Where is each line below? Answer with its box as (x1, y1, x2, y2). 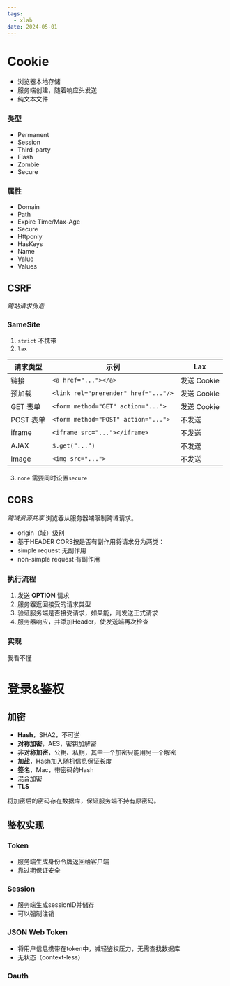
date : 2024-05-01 (7, 23, 58, 30)
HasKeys (17, 239, 43, 248)
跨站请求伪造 (7, 301, 44, 310)
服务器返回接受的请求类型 (17, 600, 91, 608)
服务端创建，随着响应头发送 (17, 86, 98, 94)
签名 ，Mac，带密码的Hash (17, 766, 94, 774)
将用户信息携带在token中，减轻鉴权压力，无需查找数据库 (17, 944, 181, 952)
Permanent (17, 130, 49, 138)
